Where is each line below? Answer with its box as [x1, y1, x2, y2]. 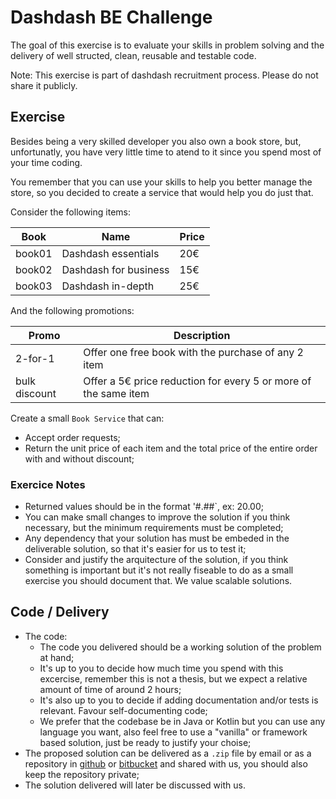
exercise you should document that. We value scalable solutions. [24, 575, 293, 587]
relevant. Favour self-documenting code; [39, 704, 208, 716]
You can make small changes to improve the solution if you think [24, 511, 291, 523]
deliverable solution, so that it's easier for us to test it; [24, 543, 247, 555]
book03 [15, 279, 53, 293]
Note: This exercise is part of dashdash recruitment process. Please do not [10, 69, 319, 81]
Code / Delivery [10, 604, 110, 621]
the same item [83, 386, 150, 400]
